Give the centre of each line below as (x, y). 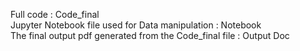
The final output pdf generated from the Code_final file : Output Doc (150, 35)
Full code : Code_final (55, 14)
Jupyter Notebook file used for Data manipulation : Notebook (136, 25)
